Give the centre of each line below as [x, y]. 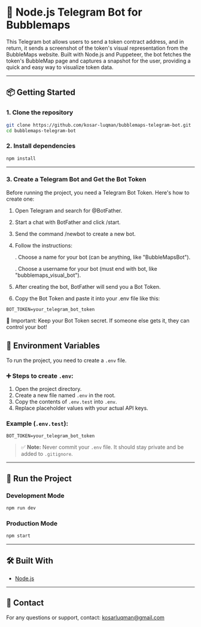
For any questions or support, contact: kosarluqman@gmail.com [85, 617]
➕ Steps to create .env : [40, 376]
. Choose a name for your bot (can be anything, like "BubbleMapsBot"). [103, 257]
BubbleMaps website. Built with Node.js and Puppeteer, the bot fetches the [99, 54]
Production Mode [32, 523]
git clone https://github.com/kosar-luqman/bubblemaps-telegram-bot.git [99, 125]
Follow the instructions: [44, 245]
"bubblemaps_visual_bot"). [48, 275]
